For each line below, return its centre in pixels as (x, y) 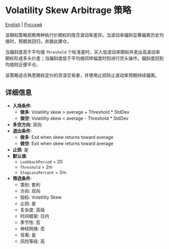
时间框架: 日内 (34, 216)
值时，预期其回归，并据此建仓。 (38, 41)
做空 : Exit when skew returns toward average (67, 143)
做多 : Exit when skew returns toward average (67, 137)
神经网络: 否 (32, 228)
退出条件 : (22, 131)
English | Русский (24, 24)
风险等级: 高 (32, 241)
